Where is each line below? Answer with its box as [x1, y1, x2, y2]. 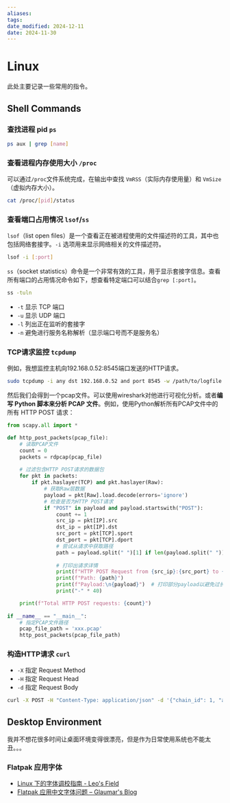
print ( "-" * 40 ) [55, 587, 103, 594]
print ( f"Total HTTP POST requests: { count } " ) [19, 600, 152, 607]
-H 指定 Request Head [16, 675, 79, 683]
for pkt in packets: [19, 473, 78, 480]
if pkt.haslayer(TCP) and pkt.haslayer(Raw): [31, 479, 164, 486]
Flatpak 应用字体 [7, 763, 63, 772]
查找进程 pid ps [7, 124, 57, 134]
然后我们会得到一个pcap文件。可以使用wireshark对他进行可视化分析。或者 [7, 391, 217, 399]
